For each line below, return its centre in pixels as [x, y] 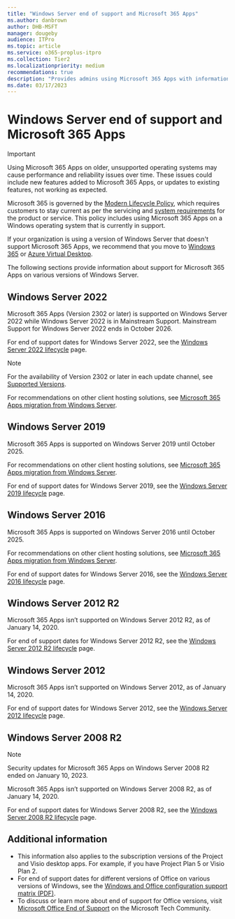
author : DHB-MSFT [33, 27]
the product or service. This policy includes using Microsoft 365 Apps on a [115, 218]
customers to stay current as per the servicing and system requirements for [116, 211]
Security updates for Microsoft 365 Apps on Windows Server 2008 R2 [108, 768]
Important [21, 154]
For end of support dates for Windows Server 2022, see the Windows [108, 342]
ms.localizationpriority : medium [56, 66]
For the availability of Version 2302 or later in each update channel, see [110, 377]
